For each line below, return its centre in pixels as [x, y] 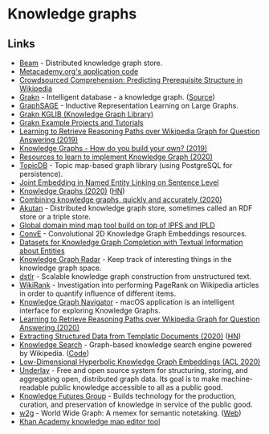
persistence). [41, 174]
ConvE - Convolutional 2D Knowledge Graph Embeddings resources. [133, 233]
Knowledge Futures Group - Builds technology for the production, [128, 396]
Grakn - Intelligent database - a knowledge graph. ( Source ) [117, 97]
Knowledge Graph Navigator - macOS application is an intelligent [126, 302]
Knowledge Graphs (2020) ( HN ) [72, 191]
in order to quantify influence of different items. [98, 293]
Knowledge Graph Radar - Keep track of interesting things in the [125, 259]
